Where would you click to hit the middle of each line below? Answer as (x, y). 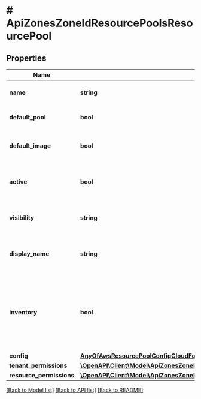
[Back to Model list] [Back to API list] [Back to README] (75, 390)
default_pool (28, 117)
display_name (29, 254)
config (19, 356)
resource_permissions (42, 375)
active (18, 182)
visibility (22, 218)
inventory (23, 312)
